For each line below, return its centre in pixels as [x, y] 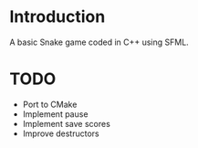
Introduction [57, 17]
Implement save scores [67, 123]
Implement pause [55, 114]
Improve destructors [61, 133]
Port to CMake [50, 104]
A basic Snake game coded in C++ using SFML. [99, 42]
